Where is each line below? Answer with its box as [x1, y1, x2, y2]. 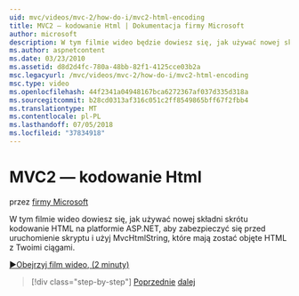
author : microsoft [9, 29, 77, 38]
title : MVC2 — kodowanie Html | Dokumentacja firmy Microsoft [9, 21, 245, 30]
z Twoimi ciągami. [9, 242, 76, 252]
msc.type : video [9, 79, 69, 88]
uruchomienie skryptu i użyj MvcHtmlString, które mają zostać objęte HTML [9, 232, 287, 243]
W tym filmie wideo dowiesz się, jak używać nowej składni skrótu [9, 213, 248, 224]
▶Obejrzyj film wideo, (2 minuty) [9, 259, 130, 269]
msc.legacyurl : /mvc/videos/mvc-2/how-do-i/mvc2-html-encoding [9, 71, 249, 80]
